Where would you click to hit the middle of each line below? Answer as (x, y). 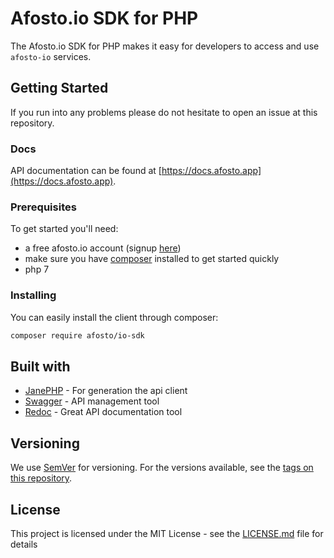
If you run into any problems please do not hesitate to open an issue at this (164, 112)
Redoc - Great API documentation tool (103, 412)
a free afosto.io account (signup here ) (103, 248)
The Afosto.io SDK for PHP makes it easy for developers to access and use (165, 46)
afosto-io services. (51, 56)
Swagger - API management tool (92, 401)
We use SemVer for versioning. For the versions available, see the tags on (162, 468)
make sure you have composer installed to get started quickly (152, 259)
